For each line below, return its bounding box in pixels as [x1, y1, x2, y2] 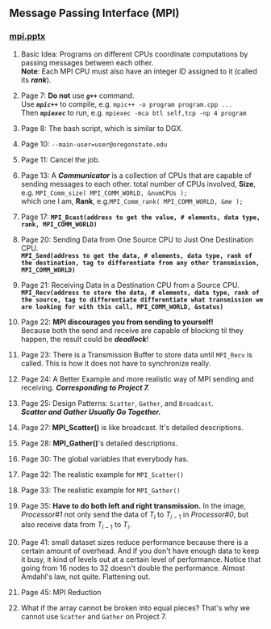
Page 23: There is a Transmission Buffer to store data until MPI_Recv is [20, 349, 253, 359]
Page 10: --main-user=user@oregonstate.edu [20, 139, 168, 149]
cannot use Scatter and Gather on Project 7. [20, 612, 167, 622]
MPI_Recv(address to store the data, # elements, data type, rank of [20, 289, 261, 297]
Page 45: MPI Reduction [20, 588, 102, 597]
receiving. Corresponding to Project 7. [20, 382, 150, 392]
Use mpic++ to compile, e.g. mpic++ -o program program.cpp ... [20, 99, 233, 108]
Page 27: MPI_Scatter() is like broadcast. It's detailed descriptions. [20, 422, 244, 432]
